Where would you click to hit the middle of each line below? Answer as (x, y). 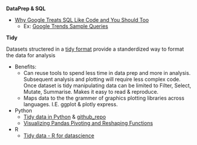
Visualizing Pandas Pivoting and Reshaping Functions (88, 123)
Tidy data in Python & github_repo (65, 117)
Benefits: (25, 67)
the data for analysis (31, 55)
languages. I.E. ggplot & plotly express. (71, 104)
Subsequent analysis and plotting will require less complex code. (102, 79)
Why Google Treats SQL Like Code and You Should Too (81, 20)
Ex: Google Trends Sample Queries (66, 26)
